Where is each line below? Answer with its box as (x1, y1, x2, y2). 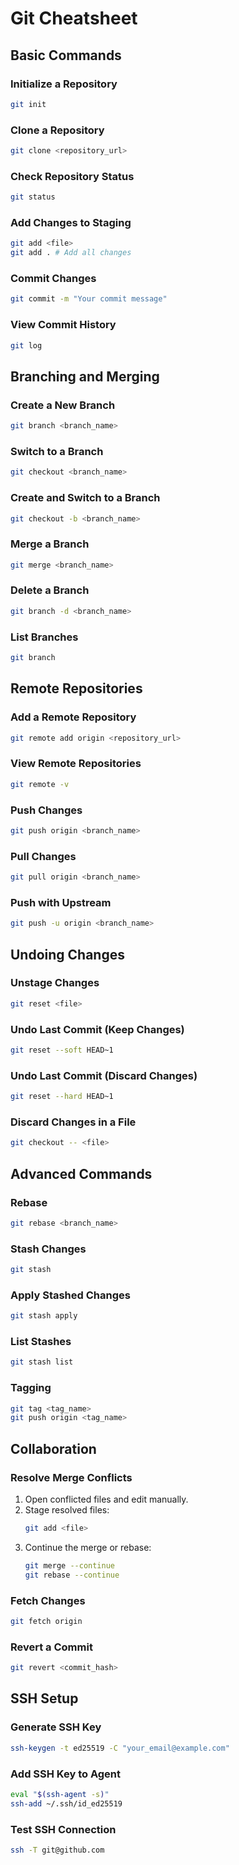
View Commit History (10, 318, 117, 332)
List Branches (10, 630, 79, 644)
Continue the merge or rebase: (24, 1541, 152, 1553)
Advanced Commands (10, 1165, 153, 1182)
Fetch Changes (10, 1593, 86, 1607)
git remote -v (10, 779, 70, 789)
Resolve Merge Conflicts (10, 1470, 133, 1484)
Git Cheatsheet (10, 7, 138, 30)
